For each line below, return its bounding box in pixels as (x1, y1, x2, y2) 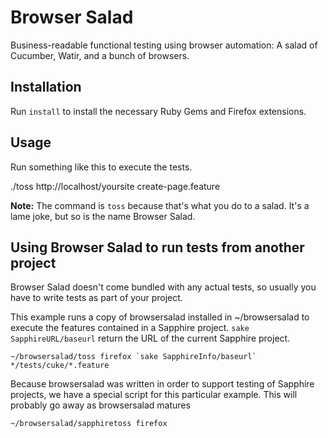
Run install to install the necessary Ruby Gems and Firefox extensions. (10, 105, 307, 117)
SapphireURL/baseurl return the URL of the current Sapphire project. (10, 332, 291, 345)
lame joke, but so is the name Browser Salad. (10, 210, 196, 222)
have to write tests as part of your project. (10, 292, 183, 304)
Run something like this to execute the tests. (10, 161, 193, 173)
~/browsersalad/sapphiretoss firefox (10, 419, 168, 429)
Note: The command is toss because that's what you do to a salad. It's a (10, 199, 310, 211)
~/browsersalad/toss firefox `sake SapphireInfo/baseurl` (10, 352, 257, 362)
